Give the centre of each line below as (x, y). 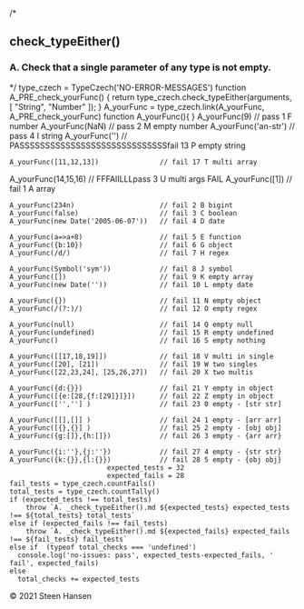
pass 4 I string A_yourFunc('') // (69, 135)
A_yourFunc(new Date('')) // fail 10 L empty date (132, 285)
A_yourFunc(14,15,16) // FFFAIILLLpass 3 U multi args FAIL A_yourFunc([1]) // (151, 179)
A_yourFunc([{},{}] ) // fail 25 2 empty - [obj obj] (146, 428)
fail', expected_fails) (54, 563)
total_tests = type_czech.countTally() (85, 491)
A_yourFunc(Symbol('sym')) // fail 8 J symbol (121, 269)
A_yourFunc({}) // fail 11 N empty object (135, 300)
